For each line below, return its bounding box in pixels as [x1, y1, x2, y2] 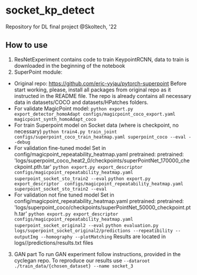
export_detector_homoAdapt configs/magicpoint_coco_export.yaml [14, 111, 176, 117]
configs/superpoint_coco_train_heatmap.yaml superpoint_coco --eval [14, 134, 186, 140]
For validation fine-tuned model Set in [14, 144, 106, 151]
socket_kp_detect [5, 4, 95, 17]
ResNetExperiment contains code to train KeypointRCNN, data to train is [14, 55, 189, 63]
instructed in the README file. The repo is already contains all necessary [14, 92, 192, 99]
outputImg [14, 234, 39, 240]
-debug [14, 139, 31, 145]
